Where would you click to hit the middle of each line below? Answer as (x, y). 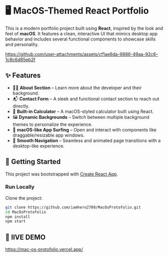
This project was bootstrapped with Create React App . (62, 174)
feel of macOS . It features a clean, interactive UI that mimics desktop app (81, 33)
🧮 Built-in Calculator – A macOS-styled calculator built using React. (83, 111)
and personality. (22, 44)
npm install (18, 217)
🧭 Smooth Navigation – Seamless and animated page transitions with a (87, 140)
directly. (21, 106)
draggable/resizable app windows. (48, 135)
